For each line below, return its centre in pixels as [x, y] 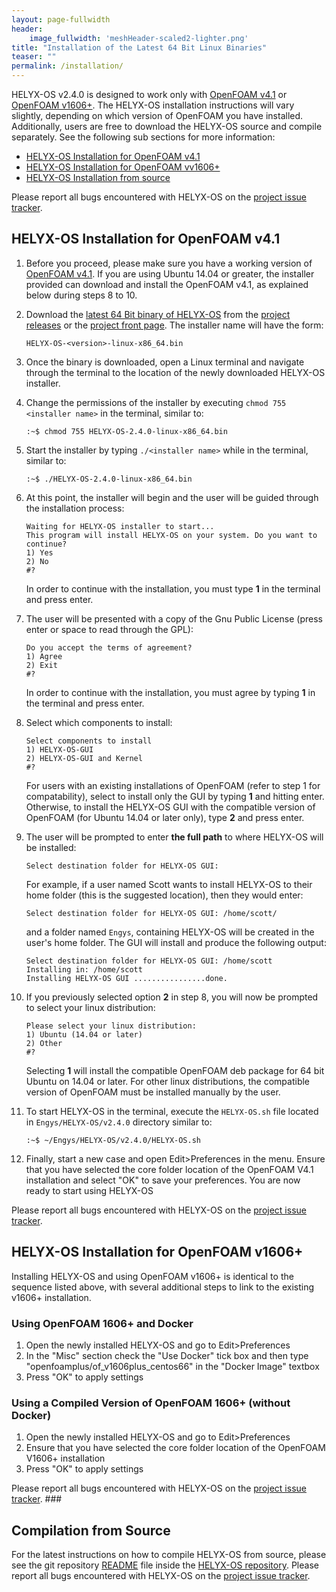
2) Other [44, 1043]
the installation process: [75, 508]
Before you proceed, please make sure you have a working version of [169, 263]
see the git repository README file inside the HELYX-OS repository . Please [165, 1565]
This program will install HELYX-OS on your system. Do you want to [171, 535]
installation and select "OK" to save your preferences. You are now [163, 1180]
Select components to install [89, 741]
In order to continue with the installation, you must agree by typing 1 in [170, 692]
